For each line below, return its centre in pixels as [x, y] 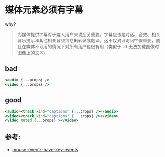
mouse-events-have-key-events [45, 149]
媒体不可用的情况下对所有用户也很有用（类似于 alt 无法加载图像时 [92, 46]
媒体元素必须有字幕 [44, 10]
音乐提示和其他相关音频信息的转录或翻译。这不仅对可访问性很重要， [86, 40]
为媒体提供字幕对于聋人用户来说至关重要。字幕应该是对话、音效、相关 [89, 34]
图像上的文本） [32, 53]
